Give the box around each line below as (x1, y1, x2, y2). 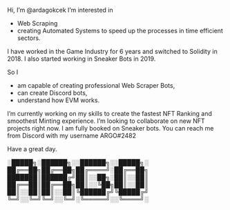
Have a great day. (7, 145, 57, 153)
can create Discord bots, (17, 89, 88, 97)
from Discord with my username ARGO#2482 (7, 131, 137, 140)
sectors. (17, 34, 41, 42)
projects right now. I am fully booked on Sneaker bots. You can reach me (7, 124, 214, 132)
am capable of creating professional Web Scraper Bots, (17, 82, 175, 89)
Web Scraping (17, 19, 58, 27)
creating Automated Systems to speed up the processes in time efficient (17, 27, 223, 35)
